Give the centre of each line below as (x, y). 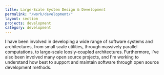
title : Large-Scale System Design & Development (55, 9)
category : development (28, 28)
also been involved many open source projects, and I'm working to (72, 57)
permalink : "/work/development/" (39, 14)
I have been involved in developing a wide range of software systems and (79, 41)
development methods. (28, 67)
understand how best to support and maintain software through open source (82, 62)
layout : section (21, 19)
